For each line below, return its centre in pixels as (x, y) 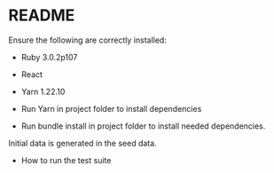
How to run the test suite (66, 160)
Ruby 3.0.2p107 (49, 57)
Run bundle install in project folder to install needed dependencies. (143, 126)
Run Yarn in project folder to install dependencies (111, 108)
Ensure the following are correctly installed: (88, 40)
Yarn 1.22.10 (43, 91)
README (42, 16)
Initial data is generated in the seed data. (82, 143)
